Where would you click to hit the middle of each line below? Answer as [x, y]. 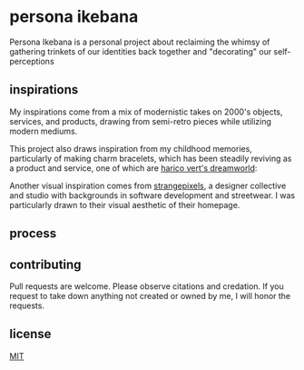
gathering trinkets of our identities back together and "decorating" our [141, 51]
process [33, 234]
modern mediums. [44, 131]
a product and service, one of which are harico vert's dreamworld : [133, 168]
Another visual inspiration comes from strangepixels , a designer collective [148, 185]
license [30, 334]
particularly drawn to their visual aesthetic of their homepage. [125, 205]
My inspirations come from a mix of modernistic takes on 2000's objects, [146, 112]
